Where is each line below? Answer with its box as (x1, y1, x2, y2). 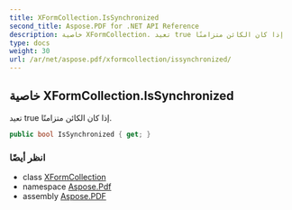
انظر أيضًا (9, 151, 46, 163)
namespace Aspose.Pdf (22, 181, 112, 192)
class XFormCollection (22, 171, 106, 182)
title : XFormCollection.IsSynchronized (9, 13, 160, 23)
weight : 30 (9, 47, 50, 56)
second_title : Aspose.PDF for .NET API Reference (9, 22, 200, 31)
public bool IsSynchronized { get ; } (9, 130, 151, 139)
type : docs (9, 38, 50, 48)
